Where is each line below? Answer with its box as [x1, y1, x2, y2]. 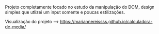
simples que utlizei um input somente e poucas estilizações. [5, 9, 125, 15]
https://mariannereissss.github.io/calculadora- [60, 19, 153, 24]
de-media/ [5, 24, 26, 30]
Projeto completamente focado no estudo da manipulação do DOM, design [5, 4, 155, 10]
